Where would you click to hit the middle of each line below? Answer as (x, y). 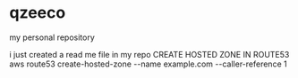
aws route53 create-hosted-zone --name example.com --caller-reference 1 (149, 64)
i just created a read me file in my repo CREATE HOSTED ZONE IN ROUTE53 (149, 54)
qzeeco (38, 13)
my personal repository (52, 37)
